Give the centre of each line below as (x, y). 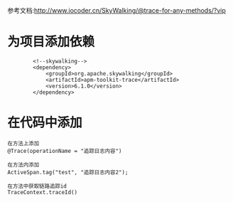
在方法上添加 (23, 143)
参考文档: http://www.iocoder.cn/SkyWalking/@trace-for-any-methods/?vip (116, 10)
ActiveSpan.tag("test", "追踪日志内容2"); (68, 172)
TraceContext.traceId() (43, 192)
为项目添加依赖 (51, 42)
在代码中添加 (45, 123)
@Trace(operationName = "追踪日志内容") (65, 151)
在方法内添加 (23, 165)
